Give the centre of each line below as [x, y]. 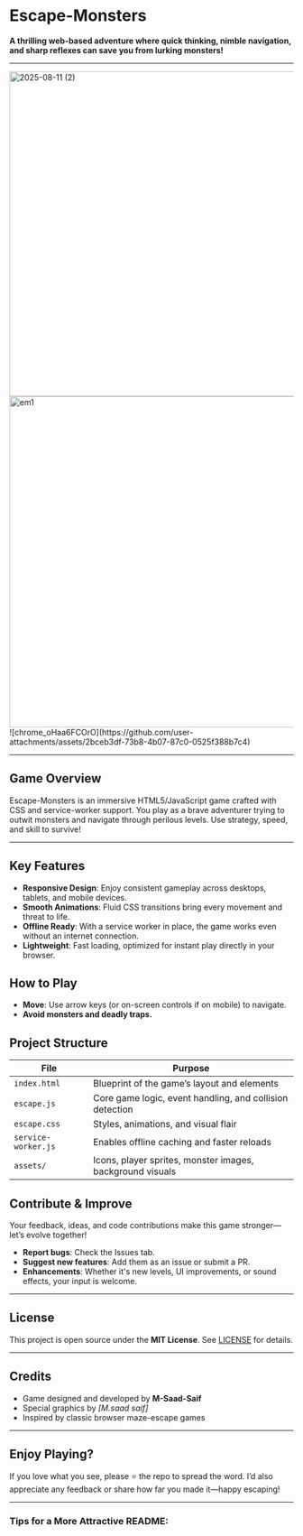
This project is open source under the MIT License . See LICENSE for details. [151, 1339]
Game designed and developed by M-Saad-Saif [112, 1398]
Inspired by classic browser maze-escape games [114, 1417]
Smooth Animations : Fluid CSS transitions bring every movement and [152, 907]
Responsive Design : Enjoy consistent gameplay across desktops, [144, 888]
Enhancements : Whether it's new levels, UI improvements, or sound [149, 1272]
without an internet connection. [81, 936]
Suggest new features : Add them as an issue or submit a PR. [136, 1262]
